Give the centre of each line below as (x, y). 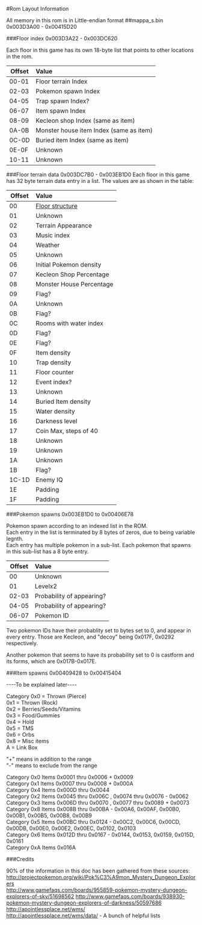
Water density (55, 411)
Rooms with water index (69, 323)
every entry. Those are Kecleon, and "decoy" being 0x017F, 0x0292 (90, 637)
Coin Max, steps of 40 (67, 431)
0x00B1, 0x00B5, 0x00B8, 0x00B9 (49, 815)
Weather (48, 245)
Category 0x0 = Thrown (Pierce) (47, 696)
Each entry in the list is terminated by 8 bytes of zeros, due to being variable (101, 532)
